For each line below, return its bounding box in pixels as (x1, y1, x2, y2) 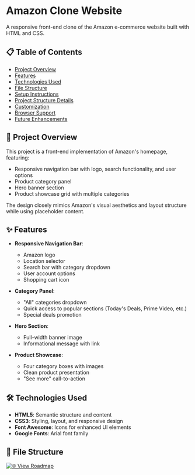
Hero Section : (14, 323, 48, 330)
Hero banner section (14, 184, 64, 191)
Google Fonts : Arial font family (14, 430, 89, 437)
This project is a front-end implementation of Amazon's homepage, (6, 148, 168, 155)
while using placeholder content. (6, 207, 85, 214)
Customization (14, 103, 50, 110)
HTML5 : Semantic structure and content (14, 411, 112, 418)
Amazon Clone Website (6, 4, 123, 18)
